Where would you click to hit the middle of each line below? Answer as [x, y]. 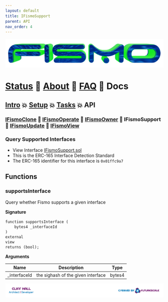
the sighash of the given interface [71, 275]
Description [71, 268]
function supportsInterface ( [37, 222]
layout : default [22, 11]
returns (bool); [22, 247]
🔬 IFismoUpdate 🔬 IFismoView [42, 125]
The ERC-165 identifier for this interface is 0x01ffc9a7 [68, 161]
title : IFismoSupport [28, 16]
